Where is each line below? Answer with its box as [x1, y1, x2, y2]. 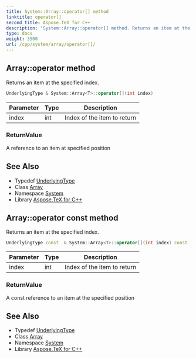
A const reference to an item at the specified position [6, 294, 135, 301]
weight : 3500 [6, 36, 38, 42]
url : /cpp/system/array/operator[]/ [6, 42, 96, 48]
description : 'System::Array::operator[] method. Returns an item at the [6, 25, 191, 31]
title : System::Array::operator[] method [6, 8, 109, 15]
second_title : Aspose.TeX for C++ [6, 19, 91, 25]
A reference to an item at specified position [6, 144, 110, 151]
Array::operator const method [6, 213, 119, 223]
